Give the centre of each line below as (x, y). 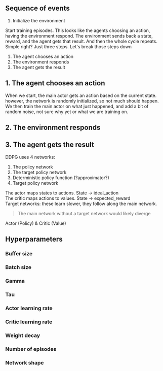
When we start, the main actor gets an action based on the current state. (81, 95)
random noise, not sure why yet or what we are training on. (67, 112)
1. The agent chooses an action (55, 83)
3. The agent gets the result (50, 145)
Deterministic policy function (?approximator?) (61, 178)
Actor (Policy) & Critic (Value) (36, 223)
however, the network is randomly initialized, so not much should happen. (82, 100)
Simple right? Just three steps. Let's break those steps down (68, 46)
